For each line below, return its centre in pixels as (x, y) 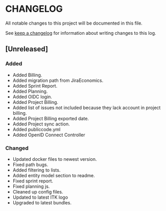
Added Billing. (27, 75)
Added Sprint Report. (35, 86)
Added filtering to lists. (37, 170)
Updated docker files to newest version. (55, 159)
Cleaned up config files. (38, 192)
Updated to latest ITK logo (40, 197)
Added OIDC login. (32, 97)
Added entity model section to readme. (54, 175)
